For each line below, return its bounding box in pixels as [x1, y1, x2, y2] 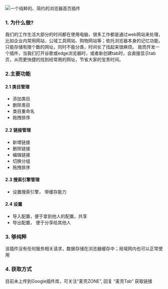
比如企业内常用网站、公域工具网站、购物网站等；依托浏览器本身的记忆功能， [5, 38, 163, 44]
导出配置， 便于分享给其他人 [12, 220, 71, 226]
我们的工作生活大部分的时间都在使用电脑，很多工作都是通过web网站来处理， [5, 32, 163, 38]
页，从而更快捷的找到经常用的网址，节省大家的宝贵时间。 [5, 57, 123, 63]
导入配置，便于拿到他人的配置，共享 [12, 213, 87, 219]
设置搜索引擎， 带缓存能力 [12, 189, 66, 195]
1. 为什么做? [5, 19, 34, 26]
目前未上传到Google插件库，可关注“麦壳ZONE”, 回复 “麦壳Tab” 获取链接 [5, 278, 152, 284]
